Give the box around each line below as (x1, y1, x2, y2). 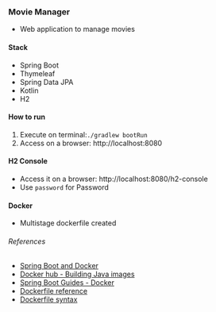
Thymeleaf (19, 68, 56, 78)
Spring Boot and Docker (19, 261, 99, 271)
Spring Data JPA (19, 77, 74, 87)
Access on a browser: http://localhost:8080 (19, 138, 163, 148)
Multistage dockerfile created (19, 218, 117, 228)
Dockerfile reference (19, 287, 88, 296)
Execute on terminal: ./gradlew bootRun (19, 129, 148, 139)
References (8, 237, 46, 246)
